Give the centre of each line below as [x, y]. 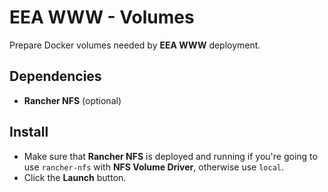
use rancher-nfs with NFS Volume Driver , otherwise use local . [154, 167]
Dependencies [55, 76]
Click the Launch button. [75, 177]
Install [29, 132]
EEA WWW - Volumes [102, 17]
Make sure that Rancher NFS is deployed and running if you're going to [170, 156]
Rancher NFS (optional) [72, 100]
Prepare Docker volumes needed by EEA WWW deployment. [135, 45]
